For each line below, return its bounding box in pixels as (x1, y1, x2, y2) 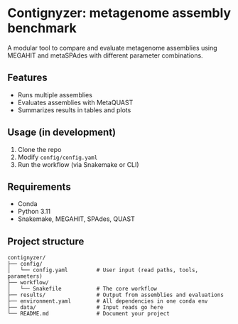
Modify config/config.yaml (17, 153, 98, 161)
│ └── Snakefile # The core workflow (7, 286, 158, 293)
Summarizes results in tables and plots (17, 105, 131, 114)
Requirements (7, 180, 71, 193)
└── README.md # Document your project (7, 310, 171, 318)
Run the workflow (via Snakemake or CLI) (17, 160, 140, 168)
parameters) (7, 273, 43, 280)
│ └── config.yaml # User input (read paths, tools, (7, 266, 199, 274)
